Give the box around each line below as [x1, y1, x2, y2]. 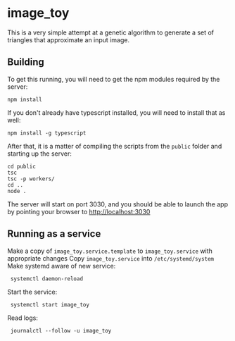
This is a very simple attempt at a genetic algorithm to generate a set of [7, 28, 215, 37]
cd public [7, 163, 37, 170]
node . [7, 187, 27, 194]
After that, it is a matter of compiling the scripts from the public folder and [7, 142, 222, 150]
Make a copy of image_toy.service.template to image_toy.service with [7, 247, 213, 255]
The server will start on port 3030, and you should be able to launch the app [7, 199, 229, 209]
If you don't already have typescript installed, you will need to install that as [7, 108, 226, 117]
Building [7, 56, 44, 68]
